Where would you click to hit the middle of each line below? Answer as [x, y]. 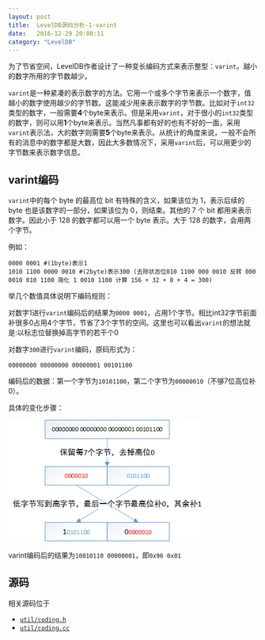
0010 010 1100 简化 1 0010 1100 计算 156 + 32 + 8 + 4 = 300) [110, 280]
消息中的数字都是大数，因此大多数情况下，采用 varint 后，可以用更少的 [136, 143]
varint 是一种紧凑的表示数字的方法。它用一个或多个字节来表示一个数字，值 [130, 93]
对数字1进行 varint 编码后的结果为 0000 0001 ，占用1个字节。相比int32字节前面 [132, 313]
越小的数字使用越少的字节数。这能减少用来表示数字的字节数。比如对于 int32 [131, 103]
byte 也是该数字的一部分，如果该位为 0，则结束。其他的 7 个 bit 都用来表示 [130, 211]
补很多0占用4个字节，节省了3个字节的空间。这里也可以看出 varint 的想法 [126, 323]
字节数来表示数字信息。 [46, 152]
